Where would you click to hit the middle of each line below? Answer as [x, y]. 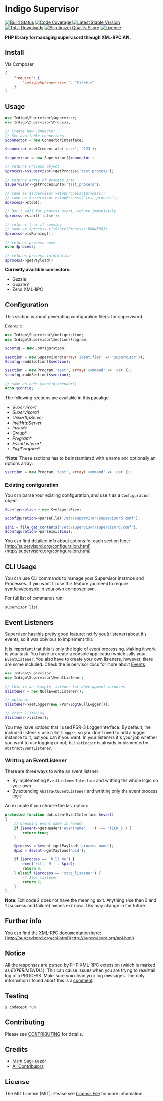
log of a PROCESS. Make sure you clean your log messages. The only [75, 975]
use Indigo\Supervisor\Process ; [38, 122]
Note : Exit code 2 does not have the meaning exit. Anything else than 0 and [81, 900]
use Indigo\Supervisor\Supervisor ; [41, 118]
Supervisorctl [26, 412]
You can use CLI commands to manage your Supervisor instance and [74, 578]
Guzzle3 [20, 285]
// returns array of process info [40, 180]
